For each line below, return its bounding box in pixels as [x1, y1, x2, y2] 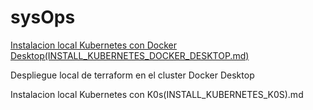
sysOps [10, 6, 76, 29]
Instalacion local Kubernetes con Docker [10, 39, 177, 51]
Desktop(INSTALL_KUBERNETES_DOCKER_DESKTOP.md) [10, 49, 250, 61]
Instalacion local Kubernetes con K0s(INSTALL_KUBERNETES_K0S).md [10, 88, 304, 100]
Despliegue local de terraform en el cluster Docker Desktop [10, 69, 255, 81]
